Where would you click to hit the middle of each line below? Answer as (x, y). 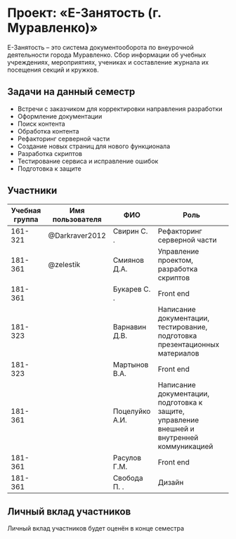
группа (26, 219)
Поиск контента (41, 124)
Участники (32, 191)
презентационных (189, 344)
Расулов (127, 457)
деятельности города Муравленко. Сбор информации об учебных (107, 55)
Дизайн (171, 482)
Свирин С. (130, 231)
